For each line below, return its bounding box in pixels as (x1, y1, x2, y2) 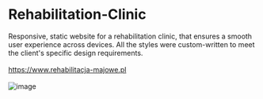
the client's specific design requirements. (8, 48, 143, 57)
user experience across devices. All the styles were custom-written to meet (8, 39, 255, 49)
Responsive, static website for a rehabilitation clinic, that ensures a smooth (8, 31, 252, 41)
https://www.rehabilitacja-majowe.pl (8, 64, 127, 74)
